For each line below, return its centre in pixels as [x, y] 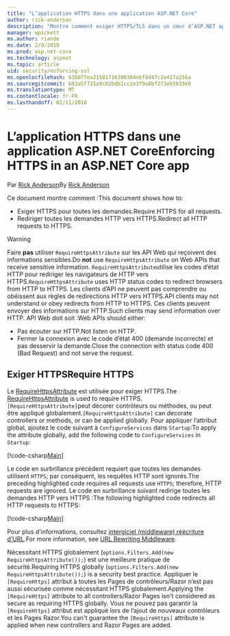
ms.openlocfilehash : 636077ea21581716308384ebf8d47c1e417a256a [99, 77]
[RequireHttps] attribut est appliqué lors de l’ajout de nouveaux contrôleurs [114, 610]
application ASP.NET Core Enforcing [111, 151]
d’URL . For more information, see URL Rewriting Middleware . [92, 539]
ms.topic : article [33, 64]
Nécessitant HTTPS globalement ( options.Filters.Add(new [90, 552]
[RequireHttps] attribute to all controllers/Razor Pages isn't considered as [111, 596]
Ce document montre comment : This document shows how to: [95, 198]
